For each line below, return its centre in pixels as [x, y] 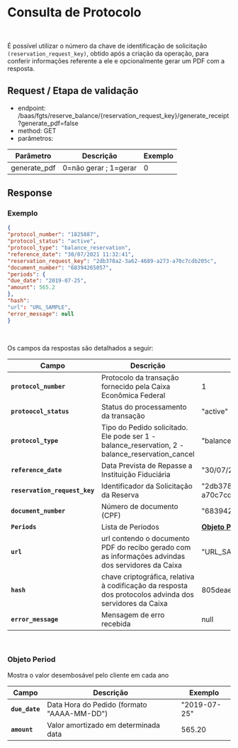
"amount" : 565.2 [31, 288]
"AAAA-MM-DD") [78, 713]
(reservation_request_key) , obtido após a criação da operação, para [108, 53]
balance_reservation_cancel [148, 454]
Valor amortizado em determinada [104, 725]
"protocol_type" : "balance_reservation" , [69, 248]
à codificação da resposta [144, 585]
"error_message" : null [41, 314]
